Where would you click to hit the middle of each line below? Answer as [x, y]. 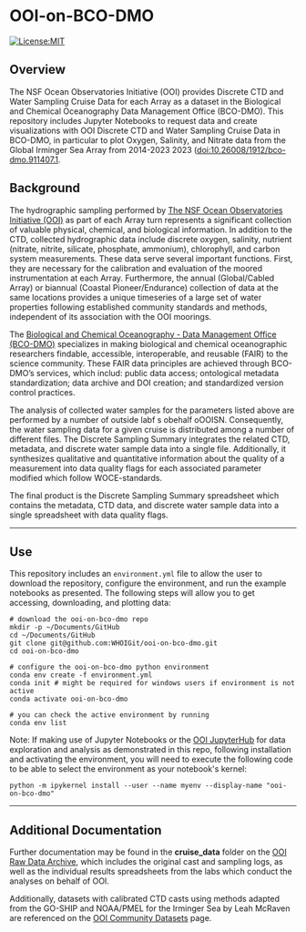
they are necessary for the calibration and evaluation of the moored [136, 268]
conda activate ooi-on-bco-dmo [69, 699]
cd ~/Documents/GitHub [52, 635]
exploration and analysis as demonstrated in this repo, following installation [150, 750]
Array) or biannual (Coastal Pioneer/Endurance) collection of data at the [144, 287]
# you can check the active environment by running [109, 715]
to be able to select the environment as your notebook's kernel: [128, 769]
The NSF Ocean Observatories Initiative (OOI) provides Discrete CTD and [147, 91]
